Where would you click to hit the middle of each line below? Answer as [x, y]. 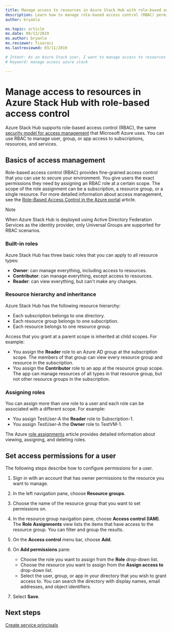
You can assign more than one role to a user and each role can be [75, 403]
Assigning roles [25, 392]
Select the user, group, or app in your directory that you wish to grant [93, 576]
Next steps [23, 613]
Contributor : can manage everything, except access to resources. [83, 276]
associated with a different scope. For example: [55, 409]
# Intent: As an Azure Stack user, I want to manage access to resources [86, 57]
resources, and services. [31, 144]
